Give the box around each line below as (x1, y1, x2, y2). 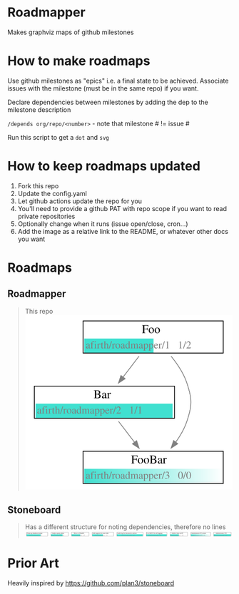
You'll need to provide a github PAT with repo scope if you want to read (17, 204, 227, 212)
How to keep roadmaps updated (7, 158, 201, 175)
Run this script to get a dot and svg (7, 133, 109, 141)
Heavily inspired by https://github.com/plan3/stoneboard (7, 578, 175, 587)
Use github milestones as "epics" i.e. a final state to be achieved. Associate (7, 76, 229, 85)
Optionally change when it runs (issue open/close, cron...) (17, 219, 188, 228)
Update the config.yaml (17, 189, 87, 198)
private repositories (17, 212, 76, 220)
